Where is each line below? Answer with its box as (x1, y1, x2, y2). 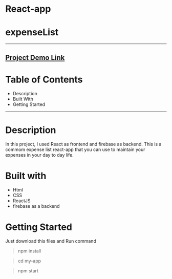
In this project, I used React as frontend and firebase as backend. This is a (5, 141, 162, 147)
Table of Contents (5, 74, 83, 85)
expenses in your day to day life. (5, 152, 74, 158)
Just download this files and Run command (5, 238, 96, 244)
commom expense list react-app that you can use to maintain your (5, 146, 145, 153)
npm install (17, 248, 41, 254)
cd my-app (17, 258, 41, 264)
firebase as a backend (12, 203, 60, 209)
